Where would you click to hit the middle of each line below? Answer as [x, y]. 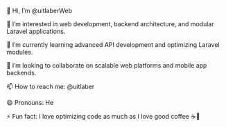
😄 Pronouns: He [30, 102]
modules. [20, 52]
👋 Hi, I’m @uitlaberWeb [40, 11]
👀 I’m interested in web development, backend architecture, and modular [110, 24]
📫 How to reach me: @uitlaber [51, 87]
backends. [21, 73]
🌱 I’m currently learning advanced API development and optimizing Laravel [113, 45]
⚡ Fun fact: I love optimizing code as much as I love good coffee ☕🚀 [103, 116]
